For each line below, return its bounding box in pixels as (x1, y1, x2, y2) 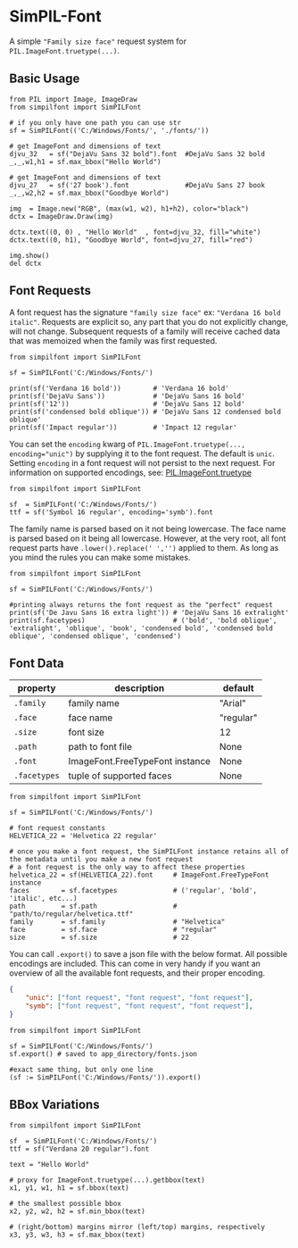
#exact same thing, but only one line (9, 1065, 153, 1074)
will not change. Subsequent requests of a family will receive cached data (9, 326, 281, 337)
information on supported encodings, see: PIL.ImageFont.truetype (9, 467, 252, 478)
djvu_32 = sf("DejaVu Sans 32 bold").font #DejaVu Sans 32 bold (9, 149, 266, 158)
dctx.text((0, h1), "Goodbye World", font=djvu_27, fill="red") (9, 235, 253, 245)
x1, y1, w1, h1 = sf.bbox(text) (9, 1183, 129, 1193)
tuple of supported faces (68, 770, 172, 782)
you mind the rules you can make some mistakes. (9, 552, 191, 562)
